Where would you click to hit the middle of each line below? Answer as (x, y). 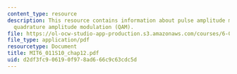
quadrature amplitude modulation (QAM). (74, 27)
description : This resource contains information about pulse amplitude (116, 20)
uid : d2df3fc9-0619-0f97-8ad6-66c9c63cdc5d (72, 60)
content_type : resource (42, 14)
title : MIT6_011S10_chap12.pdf (53, 54)
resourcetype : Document (42, 47)
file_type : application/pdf (49, 40)
